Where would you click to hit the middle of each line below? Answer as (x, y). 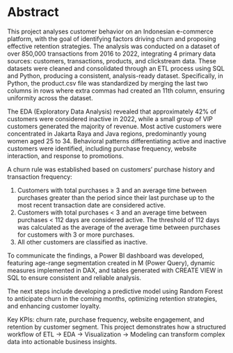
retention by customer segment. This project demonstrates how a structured (116, 327)
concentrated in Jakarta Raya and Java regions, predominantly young (107, 134)
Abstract (33, 12)
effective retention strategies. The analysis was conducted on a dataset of (114, 46)
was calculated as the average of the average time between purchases (119, 227)
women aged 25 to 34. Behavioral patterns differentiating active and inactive (117, 141)
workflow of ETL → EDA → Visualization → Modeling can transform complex (116, 334)
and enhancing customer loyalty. (54, 306)
